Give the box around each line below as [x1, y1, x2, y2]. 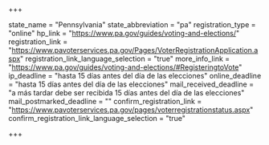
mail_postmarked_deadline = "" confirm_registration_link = [8, 97, 202, 106]
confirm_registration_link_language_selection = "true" [8, 114, 186, 123]
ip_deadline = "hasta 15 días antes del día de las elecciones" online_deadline [8, 71, 262, 80]
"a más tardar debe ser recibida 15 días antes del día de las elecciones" [8, 88, 245, 97]
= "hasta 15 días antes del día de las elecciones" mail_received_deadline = [8, 79, 255, 89]
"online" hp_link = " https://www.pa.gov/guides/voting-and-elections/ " [8, 29, 240, 38]
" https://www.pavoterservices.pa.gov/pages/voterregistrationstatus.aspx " [8, 105, 254, 115]
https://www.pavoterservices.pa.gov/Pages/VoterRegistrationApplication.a [11, 46, 259, 54]
